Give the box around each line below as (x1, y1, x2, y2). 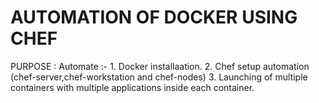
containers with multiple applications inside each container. (10, 81, 255, 93)
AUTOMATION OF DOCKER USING (10, 6, 298, 29)
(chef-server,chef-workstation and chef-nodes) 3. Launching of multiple (10, 71, 308, 83)
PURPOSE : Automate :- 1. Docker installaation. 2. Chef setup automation (10, 60, 310, 72)
